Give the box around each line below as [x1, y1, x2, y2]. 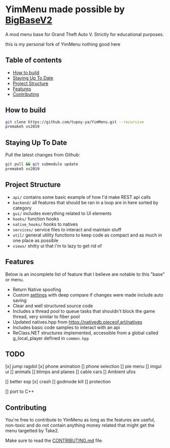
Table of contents [5, 56, 62, 65]
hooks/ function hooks [12, 216, 59, 222]
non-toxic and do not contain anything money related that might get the [5, 422, 155, 429]
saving [12, 297, 27, 303]
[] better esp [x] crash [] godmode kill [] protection [5, 379, 111, 385]
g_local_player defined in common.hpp [12, 335, 89, 341]
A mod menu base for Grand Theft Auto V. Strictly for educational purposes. [5, 31, 164, 37]
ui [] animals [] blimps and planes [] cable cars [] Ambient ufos [5, 368, 136, 375]
